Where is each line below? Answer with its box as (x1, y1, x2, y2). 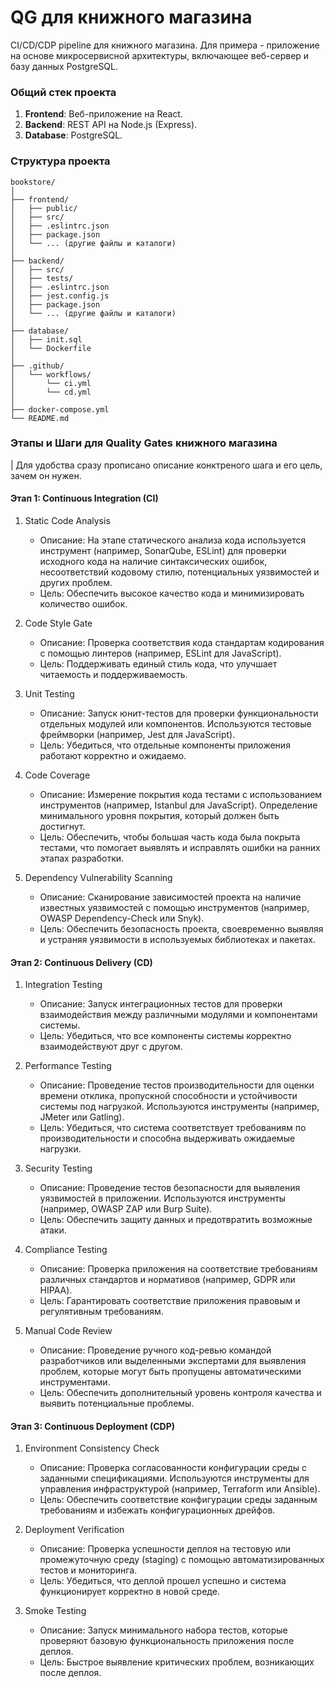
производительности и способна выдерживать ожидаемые (39, 1132, 296, 1145)
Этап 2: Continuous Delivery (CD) (10, 956, 153, 968)
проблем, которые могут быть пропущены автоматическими (39, 1366, 302, 1378)
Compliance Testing (24, 1244, 108, 1256)
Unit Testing (24, 688, 75, 700)
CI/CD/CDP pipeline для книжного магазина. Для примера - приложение (10, 39, 320, 51)
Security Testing (24, 1162, 93, 1175)
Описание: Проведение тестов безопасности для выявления (39, 1182, 301, 1194)
